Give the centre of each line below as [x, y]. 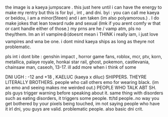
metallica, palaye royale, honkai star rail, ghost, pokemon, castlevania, [77, 62]
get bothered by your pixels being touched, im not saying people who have [82, 103]
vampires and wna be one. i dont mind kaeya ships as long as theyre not [80, 41]
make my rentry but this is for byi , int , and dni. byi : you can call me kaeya [82, 13]
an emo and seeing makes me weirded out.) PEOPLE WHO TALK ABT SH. [81, 88]
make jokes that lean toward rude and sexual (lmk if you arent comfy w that [83, 23]
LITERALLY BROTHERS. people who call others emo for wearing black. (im [82, 82]
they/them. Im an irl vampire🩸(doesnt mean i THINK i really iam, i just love [82, 34]
